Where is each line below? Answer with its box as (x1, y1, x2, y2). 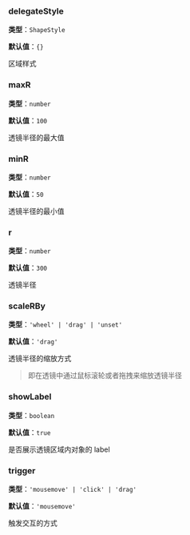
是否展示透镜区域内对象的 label (8, 444, 110, 454)
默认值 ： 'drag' (8, 336, 58, 346)
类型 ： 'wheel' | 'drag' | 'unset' (8, 320, 123, 329)
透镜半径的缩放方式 (8, 354, 72, 364)
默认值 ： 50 (8, 189, 44, 199)
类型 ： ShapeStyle (8, 25, 65, 34)
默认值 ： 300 (8, 263, 48, 273)
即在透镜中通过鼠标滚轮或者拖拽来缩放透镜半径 (27, 371, 182, 380)
